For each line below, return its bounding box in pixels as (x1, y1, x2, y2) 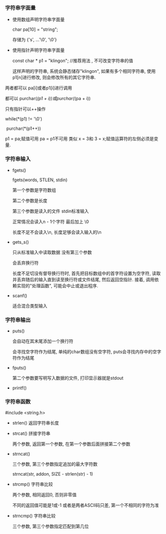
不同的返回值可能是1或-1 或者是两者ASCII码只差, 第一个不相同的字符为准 (12, 502, 159, 508)
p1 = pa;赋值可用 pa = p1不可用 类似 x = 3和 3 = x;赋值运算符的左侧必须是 (5, 136, 155, 142)
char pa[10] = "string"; (12, 26, 58, 33)
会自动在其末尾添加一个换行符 (12, 338, 73, 344)
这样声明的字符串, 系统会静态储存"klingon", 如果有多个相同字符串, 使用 (12, 68, 156, 74)
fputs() (12, 365, 26, 371)
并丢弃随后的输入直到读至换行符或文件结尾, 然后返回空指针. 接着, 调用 (12, 276, 155, 282)
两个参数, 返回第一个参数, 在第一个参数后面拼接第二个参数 (12, 441, 130, 447)
